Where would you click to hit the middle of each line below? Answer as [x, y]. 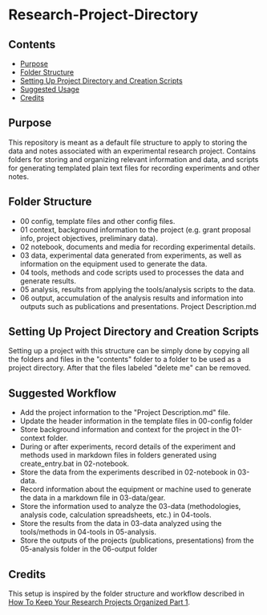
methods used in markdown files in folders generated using [118, 455]
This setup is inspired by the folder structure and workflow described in [126, 594]
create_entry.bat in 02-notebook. [75, 464]
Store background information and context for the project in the [125, 430]
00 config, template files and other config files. [97, 221]
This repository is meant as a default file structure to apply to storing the [128, 142]
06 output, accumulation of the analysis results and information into [131, 298]
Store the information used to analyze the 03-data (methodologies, [130, 507]
